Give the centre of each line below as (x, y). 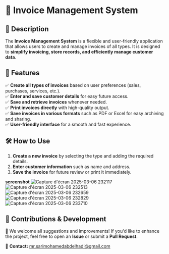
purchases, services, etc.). (33, 91)
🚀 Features (22, 73)
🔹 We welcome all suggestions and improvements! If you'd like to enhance (82, 231)
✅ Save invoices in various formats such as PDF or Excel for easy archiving (84, 113)
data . (11, 57)
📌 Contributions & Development (56, 219)
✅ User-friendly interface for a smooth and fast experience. (68, 124)
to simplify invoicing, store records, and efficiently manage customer (79, 52)
